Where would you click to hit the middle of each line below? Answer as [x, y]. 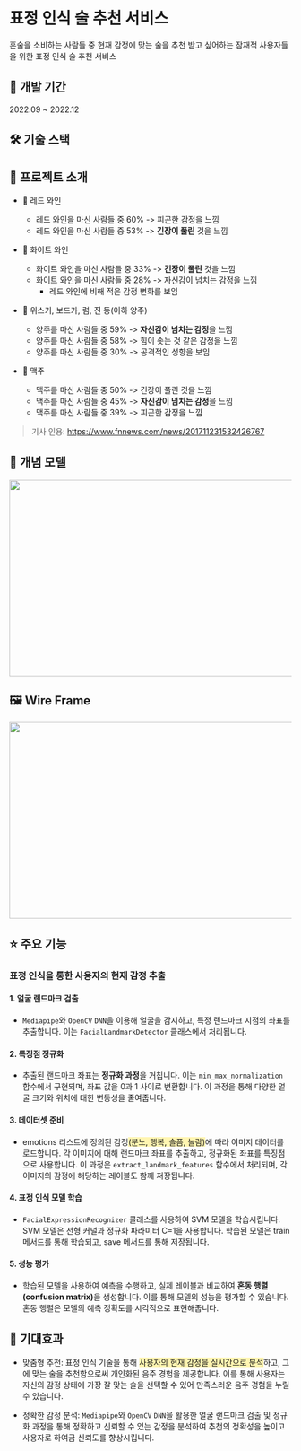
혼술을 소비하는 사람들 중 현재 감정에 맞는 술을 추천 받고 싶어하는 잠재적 [133, 45]
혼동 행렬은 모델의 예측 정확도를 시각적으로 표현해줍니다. [120, 1307]
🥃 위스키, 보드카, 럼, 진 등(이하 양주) [85, 310]
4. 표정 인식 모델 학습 [46, 1198]
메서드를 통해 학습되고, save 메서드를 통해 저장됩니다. [116, 1241]
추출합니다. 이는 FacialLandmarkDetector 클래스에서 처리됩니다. [135, 1032]
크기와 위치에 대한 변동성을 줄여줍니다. [99, 1098]
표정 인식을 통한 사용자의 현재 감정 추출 [88, 975]
